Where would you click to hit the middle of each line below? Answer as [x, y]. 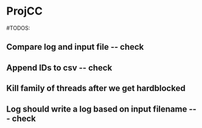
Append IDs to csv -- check [59, 68]
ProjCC [25, 11]
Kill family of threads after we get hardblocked [96, 88]
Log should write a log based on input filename [97, 109]
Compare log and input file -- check [75, 47]
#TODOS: [18, 28]
